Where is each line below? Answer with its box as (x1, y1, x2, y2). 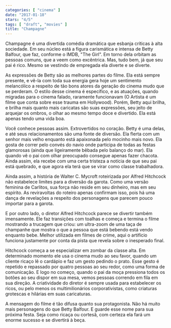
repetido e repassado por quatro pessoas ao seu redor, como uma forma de (5, 264, 165, 270)
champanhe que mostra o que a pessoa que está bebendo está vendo (5, 227, 153, 233)
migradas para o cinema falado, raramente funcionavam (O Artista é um (5, 94, 157, 100)
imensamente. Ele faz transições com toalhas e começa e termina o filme (5, 216, 159, 222)
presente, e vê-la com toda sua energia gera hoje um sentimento (5, 78, 142, 84)
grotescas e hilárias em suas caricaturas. (5, 291, 92, 297)
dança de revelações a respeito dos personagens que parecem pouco (5, 195, 153, 201)
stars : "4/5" (5, 17, 33, 22)
